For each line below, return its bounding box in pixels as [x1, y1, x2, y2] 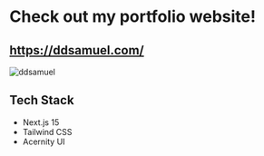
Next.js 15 [22, 116, 60, 128]
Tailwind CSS [22, 126, 73, 137]
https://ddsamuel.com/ [9, 43, 144, 58]
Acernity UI [22, 136, 65, 147]
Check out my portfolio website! [9, 6, 257, 27]
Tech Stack [9, 93, 74, 108]
